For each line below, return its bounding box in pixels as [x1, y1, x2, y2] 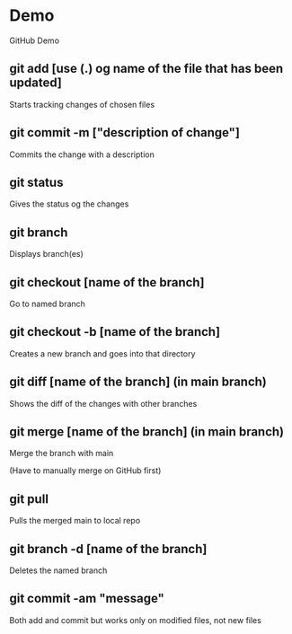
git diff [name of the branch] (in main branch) [9, 374, 268, 390]
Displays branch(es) [9, 249, 84, 260]
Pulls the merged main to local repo [9, 515, 141, 526]
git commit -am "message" [9, 591, 164, 606]
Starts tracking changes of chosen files [9, 99, 155, 110]
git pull [9, 491, 49, 506]
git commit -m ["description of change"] [9, 125, 241, 140]
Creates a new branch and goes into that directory [9, 348, 196, 359]
